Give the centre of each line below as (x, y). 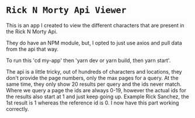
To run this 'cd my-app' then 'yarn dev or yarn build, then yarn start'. (88, 60)
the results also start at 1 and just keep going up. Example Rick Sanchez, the (97, 96)
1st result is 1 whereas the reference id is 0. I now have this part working (93, 103)
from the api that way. (32, 49)
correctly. (18, 109)
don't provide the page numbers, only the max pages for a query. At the (93, 78)
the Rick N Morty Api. (32, 32)
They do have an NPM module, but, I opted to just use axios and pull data (94, 43)
